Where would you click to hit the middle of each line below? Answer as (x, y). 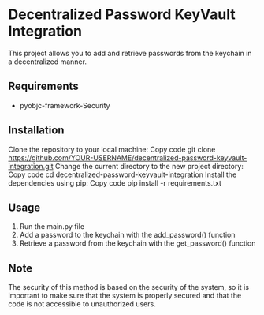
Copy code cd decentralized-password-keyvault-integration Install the (123, 174)
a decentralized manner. (47, 62)
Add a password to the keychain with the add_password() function (127, 235)
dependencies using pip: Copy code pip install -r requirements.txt (115, 182)
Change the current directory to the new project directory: (149, 166)
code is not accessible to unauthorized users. (82, 304)
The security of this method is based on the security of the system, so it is (129, 287)
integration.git (31, 166)
